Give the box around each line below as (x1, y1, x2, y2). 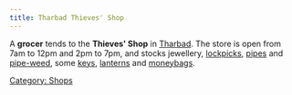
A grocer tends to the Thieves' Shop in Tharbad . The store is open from (9, 38, 281, 49)
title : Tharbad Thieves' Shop (9, 13, 125, 23)
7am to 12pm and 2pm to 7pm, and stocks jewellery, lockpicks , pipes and (9, 47, 284, 59)
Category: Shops (9, 74, 73, 86)
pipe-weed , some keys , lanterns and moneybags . (9, 57, 196, 68)
